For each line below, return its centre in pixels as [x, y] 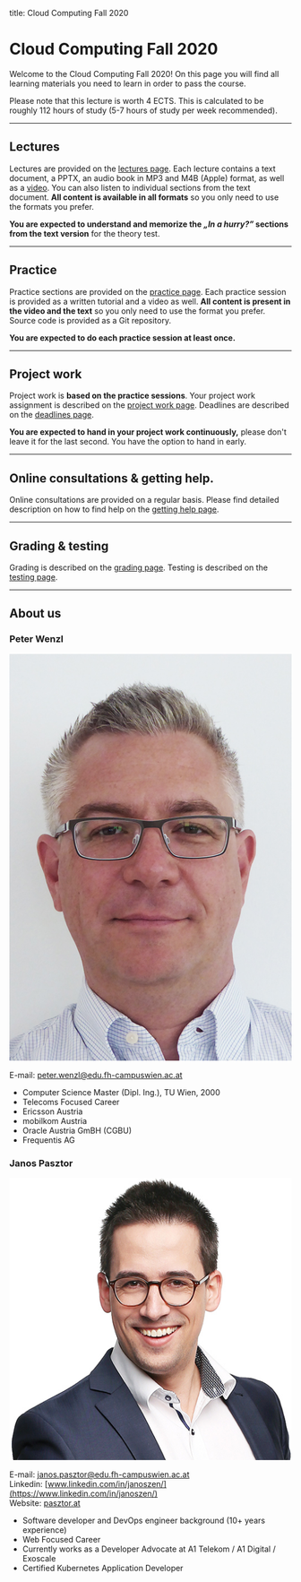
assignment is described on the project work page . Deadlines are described [149, 405]
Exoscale [39, 1559]
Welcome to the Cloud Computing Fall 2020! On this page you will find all [144, 73]
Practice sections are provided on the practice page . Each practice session [148, 291]
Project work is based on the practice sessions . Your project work [132, 396]
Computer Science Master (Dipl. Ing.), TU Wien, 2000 [121, 1093]
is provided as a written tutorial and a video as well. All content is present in [150, 301]
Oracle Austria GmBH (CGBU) [77, 1131]
